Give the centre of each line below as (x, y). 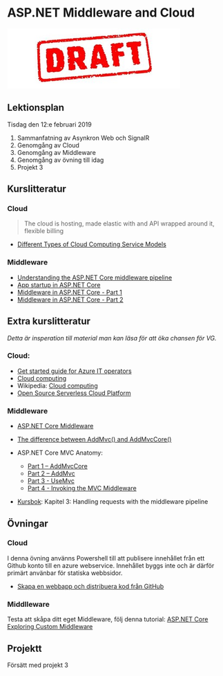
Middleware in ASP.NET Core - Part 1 (70, 292)
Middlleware (29, 604)
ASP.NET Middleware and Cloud (101, 13)
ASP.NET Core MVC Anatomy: (60, 453)
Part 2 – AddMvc (51, 474)
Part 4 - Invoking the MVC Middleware (82, 488)
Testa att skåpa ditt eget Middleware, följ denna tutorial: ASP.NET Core (108, 619)
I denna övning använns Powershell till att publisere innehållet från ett (106, 558)
